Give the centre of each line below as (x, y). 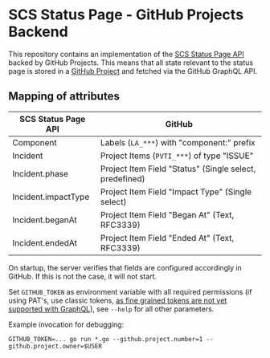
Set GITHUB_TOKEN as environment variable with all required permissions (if (130, 291)
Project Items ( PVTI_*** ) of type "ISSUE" (177, 156)
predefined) (123, 178)
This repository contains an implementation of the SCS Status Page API (127, 54)
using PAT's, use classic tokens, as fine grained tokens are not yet (118, 300)
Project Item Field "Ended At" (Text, (167, 238)
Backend (38, 32)
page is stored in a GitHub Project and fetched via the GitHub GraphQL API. (133, 71)
